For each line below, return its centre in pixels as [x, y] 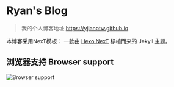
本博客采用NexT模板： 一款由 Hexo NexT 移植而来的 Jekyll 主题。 [89, 41]
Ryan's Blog [37, 11]
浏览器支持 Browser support [60, 62]
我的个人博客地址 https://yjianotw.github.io [75, 28]
